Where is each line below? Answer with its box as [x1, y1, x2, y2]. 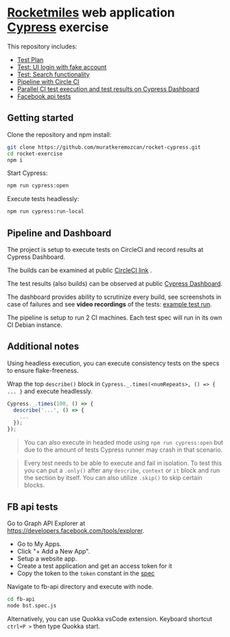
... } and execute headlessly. [7, 387, 93, 395]
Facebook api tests [16, 92, 71, 101]
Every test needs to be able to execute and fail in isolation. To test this [23, 459, 222, 468]
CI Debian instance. [7, 320, 63, 328]
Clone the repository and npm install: [7, 130, 112, 138]
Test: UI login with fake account [16, 63, 107, 71]
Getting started [7, 112, 74, 124]
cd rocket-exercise [7, 150, 63, 157]
